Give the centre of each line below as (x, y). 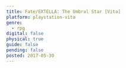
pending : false (25, 50)
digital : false (25, 34)
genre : (14, 22)
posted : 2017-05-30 (30, 56)
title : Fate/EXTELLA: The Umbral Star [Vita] (63, 12)
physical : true (25, 39)
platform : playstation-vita (41, 17)
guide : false (22, 45)
